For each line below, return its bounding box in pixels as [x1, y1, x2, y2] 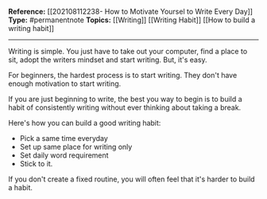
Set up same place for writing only [19, 142, 133, 151]
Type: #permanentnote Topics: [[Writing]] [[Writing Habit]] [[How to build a [8, 15, 256, 25]
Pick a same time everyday [19, 134, 109, 142]
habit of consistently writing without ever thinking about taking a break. [8, 103, 242, 112]
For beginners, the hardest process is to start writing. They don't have [8, 71, 238, 80]
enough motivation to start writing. [8, 79, 122, 88]
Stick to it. [19, 159, 53, 168]
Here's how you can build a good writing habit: [8, 119, 161, 127]
